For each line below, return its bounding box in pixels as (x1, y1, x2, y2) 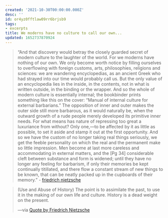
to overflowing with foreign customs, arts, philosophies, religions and (17, 65, 160, 71)
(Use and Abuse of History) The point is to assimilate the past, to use (17, 186, 160, 192)
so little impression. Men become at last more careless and (17, 145, 139, 151)
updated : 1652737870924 (5, 36, 55, 41)
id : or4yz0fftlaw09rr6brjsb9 (5, 17, 66, 22)
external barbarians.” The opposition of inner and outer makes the (17, 102, 154, 108)
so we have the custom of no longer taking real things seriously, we (17, 134, 157, 140)
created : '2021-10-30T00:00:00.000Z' (5, 7, 84, 13)
